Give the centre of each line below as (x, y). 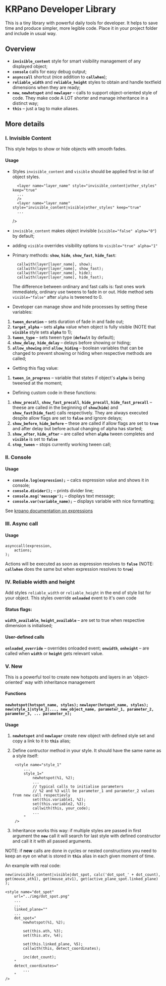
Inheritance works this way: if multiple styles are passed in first (77, 831)
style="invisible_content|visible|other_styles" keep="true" (77, 207)
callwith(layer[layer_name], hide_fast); (60, 277)
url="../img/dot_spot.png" (42, 897)
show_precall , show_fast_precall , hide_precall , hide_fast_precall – (82, 402)
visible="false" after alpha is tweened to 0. (57, 297)
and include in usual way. (31, 33)
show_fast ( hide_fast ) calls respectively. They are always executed (80, 412)
